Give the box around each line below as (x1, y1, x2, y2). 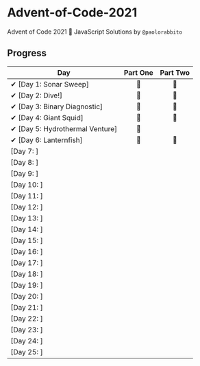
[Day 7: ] (10, 146, 39, 156)
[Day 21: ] (10, 302, 43, 312)
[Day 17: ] (10, 258, 43, 267)
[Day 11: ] (10, 191, 43, 201)
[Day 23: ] (10, 325, 43, 334)
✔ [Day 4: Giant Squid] (10, 113, 84, 122)
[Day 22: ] (10, 314, 43, 323)
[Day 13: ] (10, 213, 43, 222)
